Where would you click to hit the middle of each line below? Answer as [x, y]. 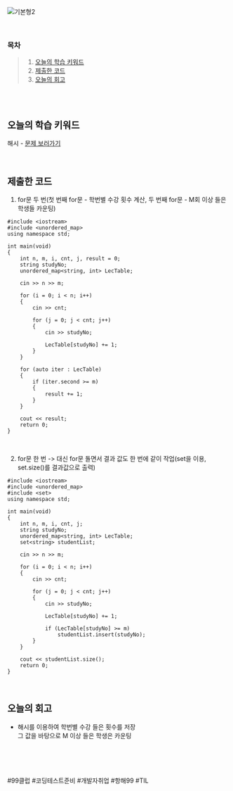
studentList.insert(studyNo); [101, 634]
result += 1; [64, 394]
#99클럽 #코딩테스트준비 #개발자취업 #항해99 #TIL [78, 780]
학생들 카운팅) [36, 208]
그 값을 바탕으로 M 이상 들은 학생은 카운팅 [74, 735]
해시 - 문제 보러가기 [34, 144]
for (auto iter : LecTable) [61, 369]
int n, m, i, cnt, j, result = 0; [70, 258]
